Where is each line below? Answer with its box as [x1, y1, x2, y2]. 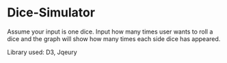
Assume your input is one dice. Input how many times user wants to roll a [7, 27, 213, 36]
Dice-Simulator [7, 5, 96, 21]
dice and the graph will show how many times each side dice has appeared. [7, 34, 221, 42]
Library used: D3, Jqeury [7, 48, 77, 56]
